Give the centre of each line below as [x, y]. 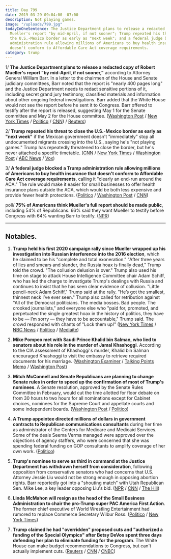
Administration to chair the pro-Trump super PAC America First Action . [89, 504]
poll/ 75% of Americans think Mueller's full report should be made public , [84, 205]
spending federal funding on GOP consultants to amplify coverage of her [89, 446]
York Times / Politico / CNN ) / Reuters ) [46, 121]
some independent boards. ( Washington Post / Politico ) [70, 409]
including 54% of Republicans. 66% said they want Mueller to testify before [85, 210]
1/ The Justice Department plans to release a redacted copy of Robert [80, 67]
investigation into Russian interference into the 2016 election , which [86, 254]
